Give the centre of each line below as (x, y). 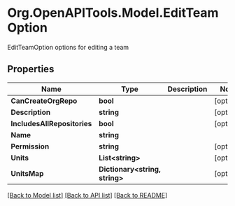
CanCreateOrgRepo (44, 101)
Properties (31, 69)
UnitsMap (27, 173)
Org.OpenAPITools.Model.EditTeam (113, 13)
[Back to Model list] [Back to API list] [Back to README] (87, 195)
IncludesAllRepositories (51, 123)
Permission (30, 146)
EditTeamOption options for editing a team (68, 47)
